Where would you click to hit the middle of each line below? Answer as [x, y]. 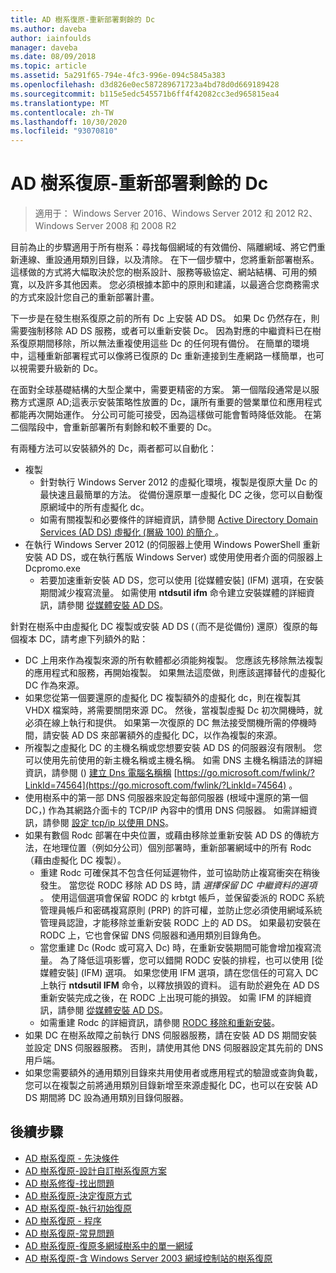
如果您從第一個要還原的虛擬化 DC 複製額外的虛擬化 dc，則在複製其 [163, 698]
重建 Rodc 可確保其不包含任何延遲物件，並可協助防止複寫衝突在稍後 [180, 873]
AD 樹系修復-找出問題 [69, 1183]
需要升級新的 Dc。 [65, 368]
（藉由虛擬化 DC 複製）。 [75, 860]
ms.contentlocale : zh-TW [62, 112]
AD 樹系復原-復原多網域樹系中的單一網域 [108, 1245]
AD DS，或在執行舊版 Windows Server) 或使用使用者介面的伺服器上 [184, 557]
